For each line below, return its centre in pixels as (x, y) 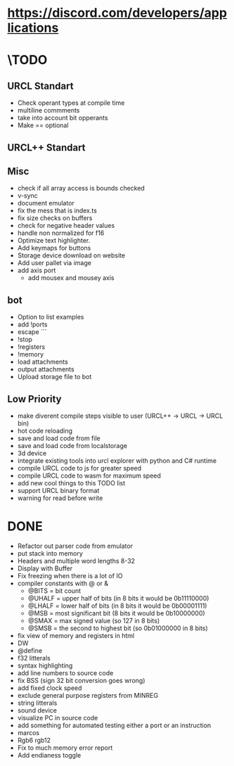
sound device (37, 710)
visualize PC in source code (58, 717)
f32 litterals (34, 658)
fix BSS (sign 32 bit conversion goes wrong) (81, 680)
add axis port (37, 270)
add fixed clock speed (50, 688)
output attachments (46, 369)
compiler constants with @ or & (63, 583)
